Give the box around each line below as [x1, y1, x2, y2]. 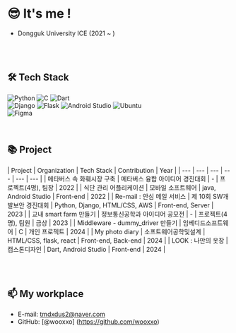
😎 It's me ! [7, 6, 72, 22]
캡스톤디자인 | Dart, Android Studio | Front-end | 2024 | [7, 245, 166, 253]
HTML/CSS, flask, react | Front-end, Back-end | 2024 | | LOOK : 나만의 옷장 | [7, 236, 228, 245]
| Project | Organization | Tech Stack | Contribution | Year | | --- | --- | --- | [7, 166, 223, 174]
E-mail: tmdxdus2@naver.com [17, 310, 106, 319]
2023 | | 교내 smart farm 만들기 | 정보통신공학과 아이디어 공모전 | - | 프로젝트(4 [7, 210, 228, 218]
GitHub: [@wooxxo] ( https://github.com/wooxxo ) [17, 317, 160, 326]
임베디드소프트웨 [182, 218, 229, 227]
